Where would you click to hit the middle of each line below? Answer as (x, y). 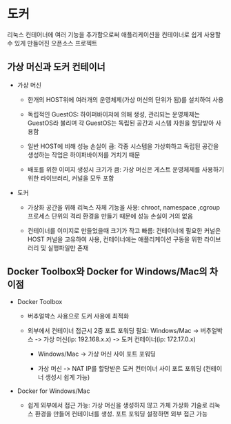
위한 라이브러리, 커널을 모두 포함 (71, 178)
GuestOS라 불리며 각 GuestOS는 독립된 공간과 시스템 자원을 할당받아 (121, 123)
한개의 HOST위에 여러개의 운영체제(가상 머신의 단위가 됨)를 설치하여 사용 (125, 99)
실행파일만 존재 (68, 248)
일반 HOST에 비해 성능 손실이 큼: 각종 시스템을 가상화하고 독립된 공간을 (123, 146)
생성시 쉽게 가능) (68, 377)
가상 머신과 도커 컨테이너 (56, 67)
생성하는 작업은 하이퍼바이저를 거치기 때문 (84, 154)
